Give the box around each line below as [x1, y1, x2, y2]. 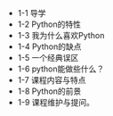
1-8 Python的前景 [17, 86, 82, 96]
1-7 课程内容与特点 [17, 75, 86, 85]
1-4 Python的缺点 [17, 41, 82, 52]
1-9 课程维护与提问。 [17, 97, 95, 107]
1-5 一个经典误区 [17, 53, 79, 62]
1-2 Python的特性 [17, 19, 82, 29]
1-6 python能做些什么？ [17, 63, 105, 74]
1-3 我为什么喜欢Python [17, 30, 105, 40]
